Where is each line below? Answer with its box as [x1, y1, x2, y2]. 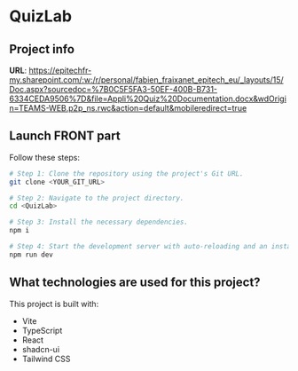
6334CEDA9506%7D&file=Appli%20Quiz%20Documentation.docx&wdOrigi [9, 93, 286, 104]
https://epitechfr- [28, 65, 92, 75]
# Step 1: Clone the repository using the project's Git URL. [9, 169, 244, 178]
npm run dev [9, 250, 53, 259]
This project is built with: [9, 298, 99, 309]
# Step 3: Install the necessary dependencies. [9, 217, 189, 227]
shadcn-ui [21, 343, 60, 354]
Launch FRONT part [9, 129, 122, 144]
